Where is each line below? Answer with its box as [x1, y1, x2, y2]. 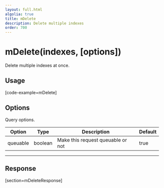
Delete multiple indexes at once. [5, 63, 70, 68]
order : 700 [5, 25, 27, 30]
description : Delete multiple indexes [5, 21, 84, 26]
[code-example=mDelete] [5, 89, 57, 95]
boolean [34, 140, 53, 146]
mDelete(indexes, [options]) [5, 46, 122, 58]
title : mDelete [5, 16, 36, 21]
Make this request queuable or [57, 136, 127, 143]
